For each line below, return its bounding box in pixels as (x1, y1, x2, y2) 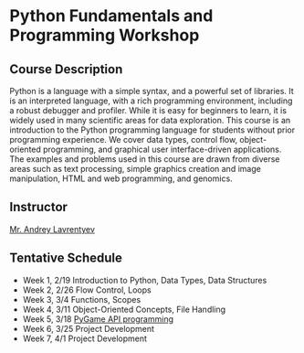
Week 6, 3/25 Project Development (22, 323, 155, 334)
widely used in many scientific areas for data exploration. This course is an (9, 115, 291, 125)
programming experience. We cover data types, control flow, (9, 134, 238, 144)
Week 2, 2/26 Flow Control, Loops (22, 284, 152, 295)
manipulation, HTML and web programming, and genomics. (9, 173, 233, 184)
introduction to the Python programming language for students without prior (9, 124, 296, 135)
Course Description (9, 61, 123, 77)
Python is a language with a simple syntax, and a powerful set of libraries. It (9, 86, 294, 96)
